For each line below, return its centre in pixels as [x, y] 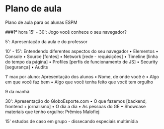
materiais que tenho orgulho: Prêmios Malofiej [52, 112]
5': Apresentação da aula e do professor [46, 41]
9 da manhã [17, 91]
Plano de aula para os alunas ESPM [41, 22]
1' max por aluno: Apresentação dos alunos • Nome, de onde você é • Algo [82, 76]
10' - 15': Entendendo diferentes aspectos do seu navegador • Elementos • [82, 51]
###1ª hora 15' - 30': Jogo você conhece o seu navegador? [66, 32]
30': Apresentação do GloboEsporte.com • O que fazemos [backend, [76, 101]
